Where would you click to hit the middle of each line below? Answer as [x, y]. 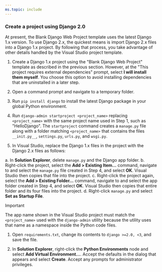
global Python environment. [40, 106]
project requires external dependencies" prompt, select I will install [79, 72]
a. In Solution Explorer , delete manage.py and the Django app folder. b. [75, 160]
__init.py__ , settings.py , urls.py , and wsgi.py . [60, 136]
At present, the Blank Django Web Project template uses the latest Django [78, 37]
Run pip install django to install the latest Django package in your [79, 101]
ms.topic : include [23, 9]
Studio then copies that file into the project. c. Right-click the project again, [80, 175]
